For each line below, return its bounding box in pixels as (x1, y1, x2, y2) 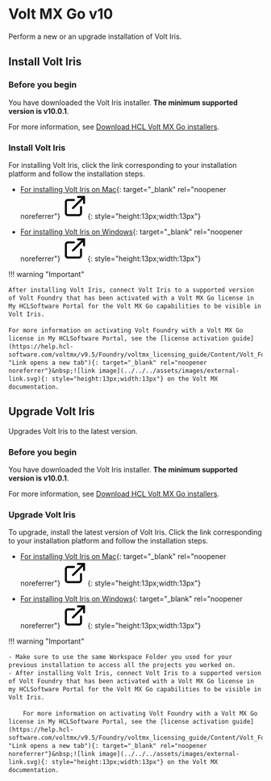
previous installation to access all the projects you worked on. (8, 661, 236, 670)
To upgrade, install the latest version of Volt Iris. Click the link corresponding (8, 527, 262, 537)
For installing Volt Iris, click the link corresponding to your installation (8, 160, 237, 170)
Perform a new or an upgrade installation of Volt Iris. (8, 31, 182, 41)
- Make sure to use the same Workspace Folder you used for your (8, 653, 232, 661)
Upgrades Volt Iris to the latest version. (8, 426, 139, 436)
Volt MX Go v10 (8, 5, 114, 23)
